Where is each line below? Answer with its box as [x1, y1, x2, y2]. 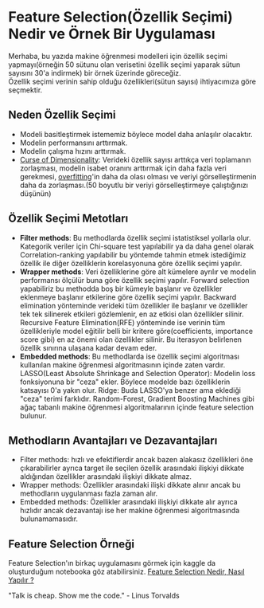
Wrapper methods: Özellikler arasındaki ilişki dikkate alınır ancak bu [19, 481, 241, 490]
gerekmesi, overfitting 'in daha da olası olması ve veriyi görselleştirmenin [19, 171, 257, 181]
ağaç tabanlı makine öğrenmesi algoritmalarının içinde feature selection [19, 402, 254, 412]
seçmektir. [8, 84, 43, 95]
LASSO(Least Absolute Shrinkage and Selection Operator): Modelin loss [19, 368, 256, 378]
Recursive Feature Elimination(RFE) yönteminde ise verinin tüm [19, 317, 226, 327]
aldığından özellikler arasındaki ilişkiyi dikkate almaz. [19, 472, 192, 481]
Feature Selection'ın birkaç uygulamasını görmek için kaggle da [8, 559, 216, 568]
